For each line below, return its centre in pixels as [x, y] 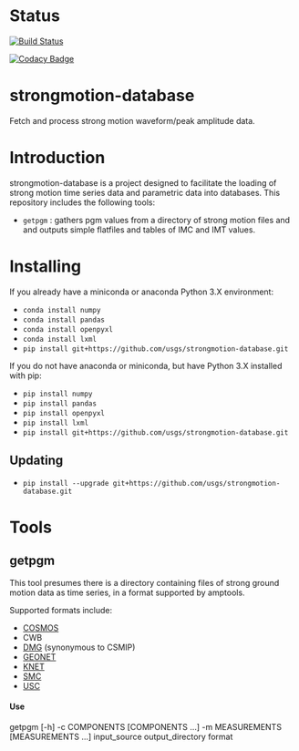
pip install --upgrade [66, 483]
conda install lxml [60, 339]
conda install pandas [63, 320]
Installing [46, 266]
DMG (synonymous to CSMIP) [79, 647]
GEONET [39, 656]
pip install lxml [56, 423]
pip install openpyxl [63, 413]
